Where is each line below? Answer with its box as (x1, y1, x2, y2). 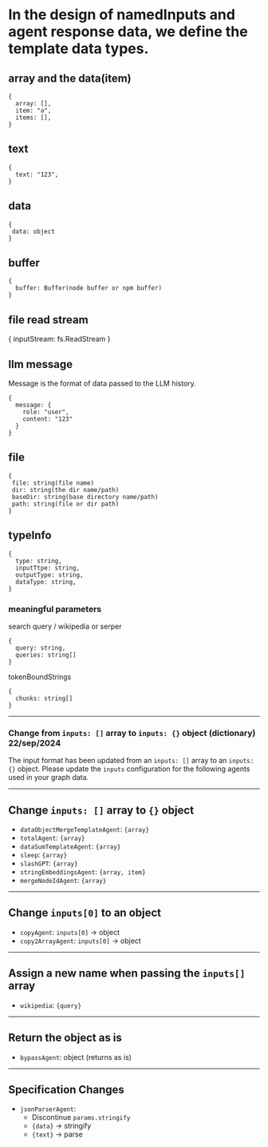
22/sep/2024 (8, 737, 61, 749)
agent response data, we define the (8, 22, 249, 41)
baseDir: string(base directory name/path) (11, 493, 159, 501)
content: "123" (22, 415, 73, 423)
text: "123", (15, 170, 59, 178)
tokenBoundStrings (8, 672, 72, 681)
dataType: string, (15, 577, 77, 585)
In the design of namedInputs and (8, 6, 235, 24)
